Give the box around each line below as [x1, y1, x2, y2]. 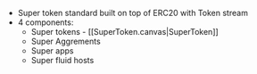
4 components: [17, 17, 74, 28]
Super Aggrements [30, 36, 101, 46]
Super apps [30, 45, 74, 56]
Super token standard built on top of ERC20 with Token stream [17, 8, 248, 18]
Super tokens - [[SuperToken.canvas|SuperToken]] [30, 27, 219, 37]
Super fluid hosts [30, 55, 95, 65]
